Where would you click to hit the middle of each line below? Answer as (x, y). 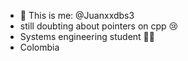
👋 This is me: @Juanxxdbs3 (77, 15)
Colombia (39, 47)
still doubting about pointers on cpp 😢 (99, 26)
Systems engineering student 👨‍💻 (87, 36)
